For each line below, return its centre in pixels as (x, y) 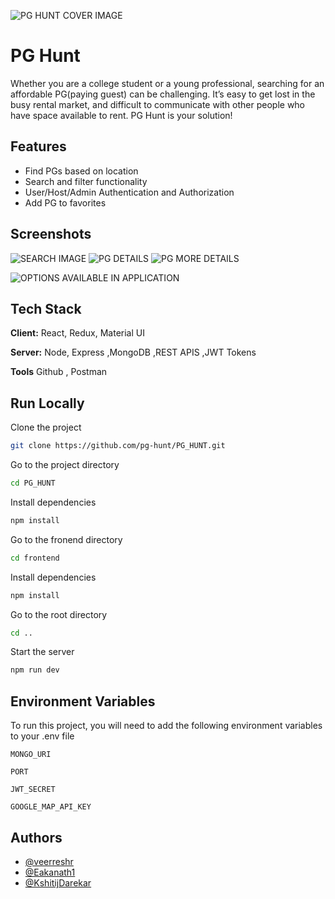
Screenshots (51, 234)
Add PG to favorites (65, 202)
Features (38, 146)
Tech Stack (46, 308)
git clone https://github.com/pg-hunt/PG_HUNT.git (118, 446)
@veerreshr (49, 861)
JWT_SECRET (33, 790)
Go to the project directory (65, 465)
